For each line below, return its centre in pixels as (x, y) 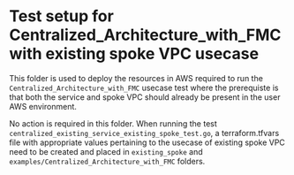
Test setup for (62, 16)
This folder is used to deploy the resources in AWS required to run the (136, 78)
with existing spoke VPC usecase (134, 54)
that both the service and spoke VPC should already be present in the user (145, 97)
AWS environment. (43, 106)
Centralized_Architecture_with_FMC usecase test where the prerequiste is (144, 87)
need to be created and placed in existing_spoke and (106, 151)
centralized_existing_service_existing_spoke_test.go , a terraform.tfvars (144, 133)
